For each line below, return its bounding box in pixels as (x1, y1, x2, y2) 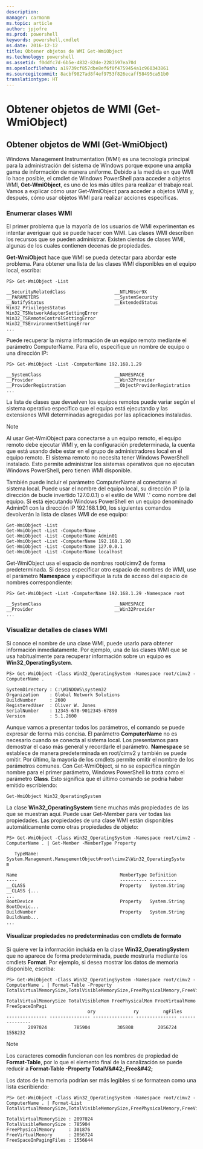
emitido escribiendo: (6, 782, 57, 789)
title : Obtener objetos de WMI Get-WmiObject (6, 48, 123, 54)
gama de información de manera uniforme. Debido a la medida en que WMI (6, 168, 194, 176)
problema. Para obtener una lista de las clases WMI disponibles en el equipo (6, 260, 196, 268)
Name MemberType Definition (6, 872, 177, 878)
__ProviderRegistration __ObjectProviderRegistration (6, 383, 190, 389)
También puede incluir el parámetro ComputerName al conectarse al (6, 479, 177, 486)
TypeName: (14, 851, 39, 857)
